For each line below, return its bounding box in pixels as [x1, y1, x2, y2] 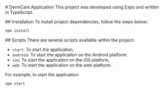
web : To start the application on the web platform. [12, 62, 112, 68]
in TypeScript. [5, 9, 33, 15]
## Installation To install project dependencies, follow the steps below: [5, 19, 148, 24]
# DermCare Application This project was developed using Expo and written [5, 4, 159, 10]
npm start [5, 81, 26, 86]
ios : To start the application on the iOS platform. [12, 57, 110, 63]
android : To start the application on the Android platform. [12, 51, 128, 58]
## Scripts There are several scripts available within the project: [5, 37, 134, 43]
